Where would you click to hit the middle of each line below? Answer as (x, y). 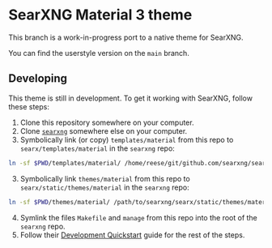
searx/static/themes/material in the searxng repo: (105, 187)
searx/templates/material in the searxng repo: (98, 148)
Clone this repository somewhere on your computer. (107, 122)
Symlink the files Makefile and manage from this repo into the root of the (138, 217)
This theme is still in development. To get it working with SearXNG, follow (131, 98)
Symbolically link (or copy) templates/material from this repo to (127, 139)
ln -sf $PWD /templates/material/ (65, 163)
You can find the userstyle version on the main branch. (99, 53)
